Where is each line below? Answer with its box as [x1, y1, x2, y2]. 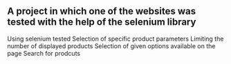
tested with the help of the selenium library [7, 17, 196, 28]
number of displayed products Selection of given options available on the [7, 41, 216, 50]
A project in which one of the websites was [7, 6, 196, 17]
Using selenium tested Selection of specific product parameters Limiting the [7, 34, 224, 43]
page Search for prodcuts [7, 49, 81, 57]
